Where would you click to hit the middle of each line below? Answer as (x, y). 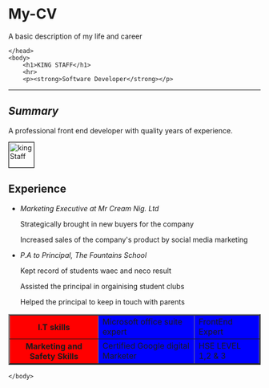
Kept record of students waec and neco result (96, 271)
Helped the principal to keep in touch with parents (102, 301)
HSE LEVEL (220, 345)
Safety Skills (54, 356)
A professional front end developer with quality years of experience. (121, 130)
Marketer (120, 356)
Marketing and (54, 346)
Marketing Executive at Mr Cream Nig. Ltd (89, 208)
